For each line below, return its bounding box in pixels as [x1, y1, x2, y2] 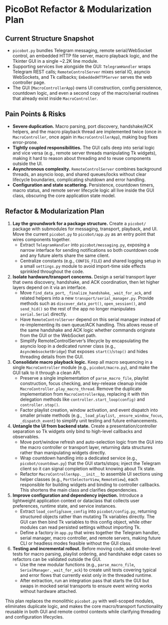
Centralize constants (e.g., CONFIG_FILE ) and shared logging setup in [20, 257, 161, 264]
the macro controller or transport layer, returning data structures [20, 444, 153, 450]
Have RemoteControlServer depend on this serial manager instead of [20, 316, 161, 322]
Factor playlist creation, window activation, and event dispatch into [20, 407, 158, 413]
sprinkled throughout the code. [20, 268, 84, 274]
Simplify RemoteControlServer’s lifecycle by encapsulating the [20, 338, 149, 344]
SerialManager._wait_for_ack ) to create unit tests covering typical [20, 567, 157, 573]
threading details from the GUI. [20, 354, 84, 360]
